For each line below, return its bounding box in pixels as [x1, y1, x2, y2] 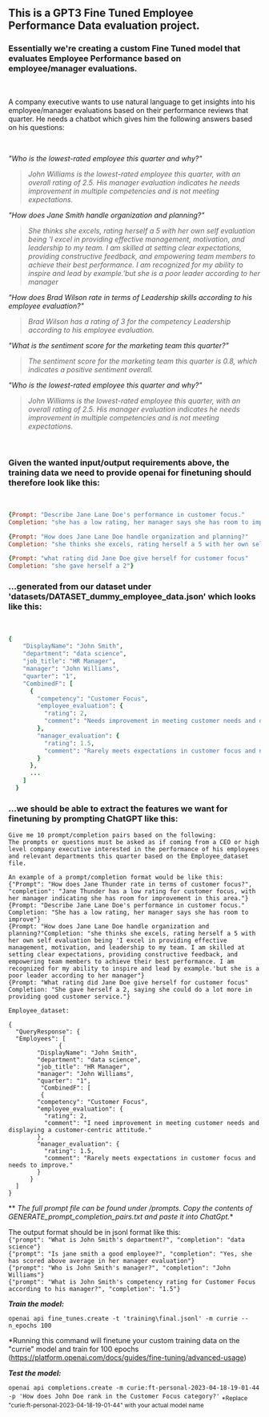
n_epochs [8, 1322, 38, 1330]
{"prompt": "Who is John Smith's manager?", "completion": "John [8, 1264, 231, 1273]
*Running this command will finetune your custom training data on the [8, 1336, 240, 1346]
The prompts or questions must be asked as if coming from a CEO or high [8, 838, 260, 847]
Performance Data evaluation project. [8, 19, 200, 33]
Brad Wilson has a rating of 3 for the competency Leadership [27, 316, 231, 326]
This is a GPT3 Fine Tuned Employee [8, 6, 194, 20]
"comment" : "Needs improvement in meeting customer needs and [43, 717, 256, 725]
